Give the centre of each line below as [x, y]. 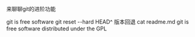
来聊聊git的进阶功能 [31, 9]
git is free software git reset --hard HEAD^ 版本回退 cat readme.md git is [97, 22]
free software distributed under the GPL [57, 29]
